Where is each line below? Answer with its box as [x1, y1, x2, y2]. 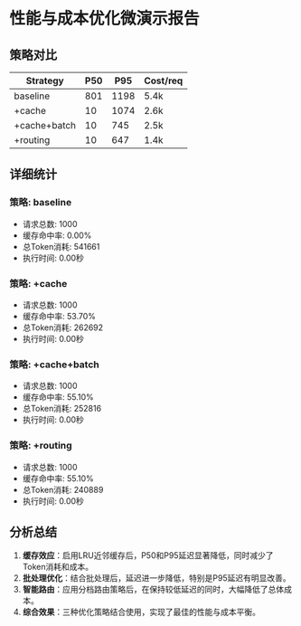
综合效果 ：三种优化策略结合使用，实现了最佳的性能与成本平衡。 [22, 607, 260, 618]
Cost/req [144, 74, 183, 87]
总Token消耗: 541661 [22, 241, 100, 251]
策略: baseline [9, 196, 72, 209]
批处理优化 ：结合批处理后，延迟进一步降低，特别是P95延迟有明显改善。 [22, 573, 291, 583]
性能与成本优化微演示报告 [9, 8, 201, 29]
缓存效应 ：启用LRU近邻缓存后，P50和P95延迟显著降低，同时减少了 [22, 550, 274, 561]
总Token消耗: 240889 [22, 484, 104, 495]
